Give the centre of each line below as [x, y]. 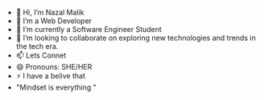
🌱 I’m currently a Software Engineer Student [89, 29]
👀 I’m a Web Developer [54, 21]
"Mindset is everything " [56, 87]
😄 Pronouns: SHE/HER [54, 67]
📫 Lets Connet [41, 55]
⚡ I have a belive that [51, 76]
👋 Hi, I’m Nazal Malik [50, 12]
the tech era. [37, 46]
